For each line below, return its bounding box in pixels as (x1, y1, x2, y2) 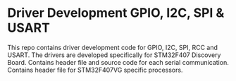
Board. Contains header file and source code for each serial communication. (7, 58, 229, 66)
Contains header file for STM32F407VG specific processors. (7, 66, 183, 74)
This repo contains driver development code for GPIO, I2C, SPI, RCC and (7, 43, 218, 51)
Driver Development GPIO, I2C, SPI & (7, 5, 225, 21)
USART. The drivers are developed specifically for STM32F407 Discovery (7, 51, 221, 59)
